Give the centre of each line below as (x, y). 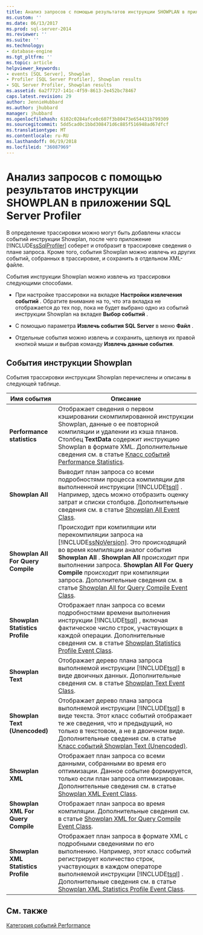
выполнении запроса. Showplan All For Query (126, 565)
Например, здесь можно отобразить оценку (124, 494)
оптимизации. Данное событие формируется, (126, 771)
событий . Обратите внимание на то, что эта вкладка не (88, 301)
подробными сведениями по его (106, 844)
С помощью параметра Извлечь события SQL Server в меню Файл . (104, 325)
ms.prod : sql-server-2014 (39, 29)
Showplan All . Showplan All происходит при (124, 557)
